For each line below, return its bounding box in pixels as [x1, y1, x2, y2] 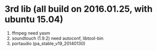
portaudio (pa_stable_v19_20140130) [11, 40, 86, 46]
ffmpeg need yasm [11, 30, 50, 36]
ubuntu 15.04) [4, 14, 63, 25]
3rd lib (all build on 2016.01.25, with [4, 3, 153, 15]
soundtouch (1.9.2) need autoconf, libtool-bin [11, 35, 104, 41]
